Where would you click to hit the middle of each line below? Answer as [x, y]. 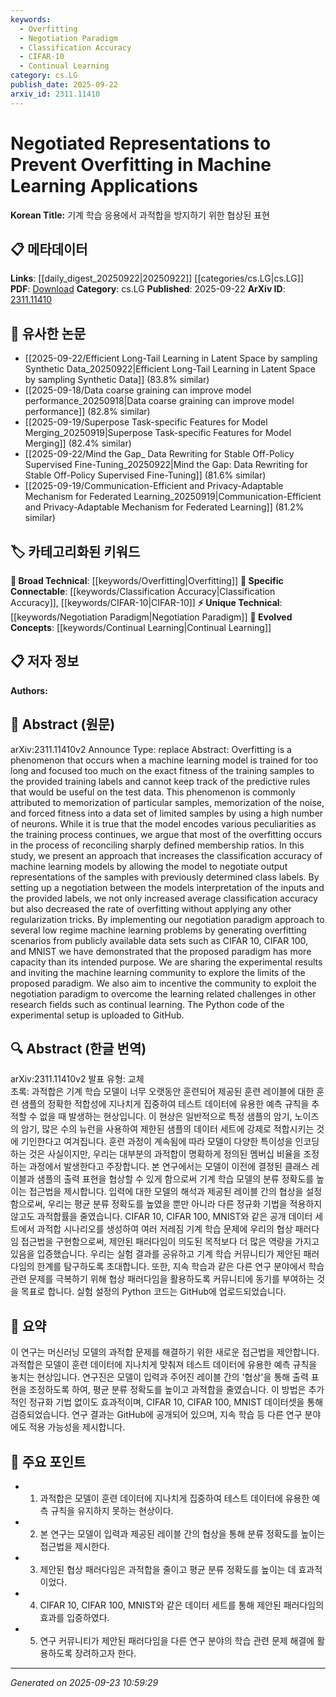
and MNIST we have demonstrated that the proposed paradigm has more [161, 951]
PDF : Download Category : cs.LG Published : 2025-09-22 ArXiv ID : [148, 289]
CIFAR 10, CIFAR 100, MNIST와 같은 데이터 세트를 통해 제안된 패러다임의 [182, 1605]
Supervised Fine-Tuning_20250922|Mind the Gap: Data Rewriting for [166, 465]
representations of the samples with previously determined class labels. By [165, 877]
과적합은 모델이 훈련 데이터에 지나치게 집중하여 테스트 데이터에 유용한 [174, 1498]
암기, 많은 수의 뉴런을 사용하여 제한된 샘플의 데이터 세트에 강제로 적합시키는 [167, 1129]
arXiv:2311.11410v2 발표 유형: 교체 [77, 1079]
